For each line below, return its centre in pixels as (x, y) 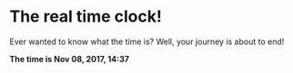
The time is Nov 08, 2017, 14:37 (70, 59)
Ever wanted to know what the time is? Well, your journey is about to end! (147, 41)
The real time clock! (86, 17)
